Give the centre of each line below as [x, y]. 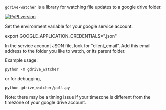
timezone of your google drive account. [46, 102]
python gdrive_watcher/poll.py [38, 88]
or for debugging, [23, 79]
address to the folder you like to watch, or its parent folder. [65, 51]
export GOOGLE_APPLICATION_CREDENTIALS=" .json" [61, 36]
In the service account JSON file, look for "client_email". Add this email [78, 46]
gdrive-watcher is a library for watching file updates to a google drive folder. [83, 7]
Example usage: [22, 60]
